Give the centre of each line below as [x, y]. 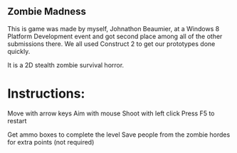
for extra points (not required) [51, 142]
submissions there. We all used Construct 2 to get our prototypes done [111, 44]
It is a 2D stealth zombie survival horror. [66, 65]
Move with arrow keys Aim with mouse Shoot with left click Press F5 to [111, 113]
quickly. [19, 51]
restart [17, 120]
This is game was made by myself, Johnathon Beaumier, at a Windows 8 [114, 28]
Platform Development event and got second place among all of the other [115, 36]
